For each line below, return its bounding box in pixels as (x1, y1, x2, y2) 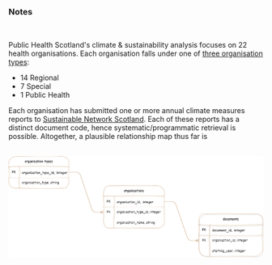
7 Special (19, 82, 52, 91)
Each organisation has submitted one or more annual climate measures (8, 106, 245, 116)
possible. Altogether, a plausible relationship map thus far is (8, 132, 208, 141)
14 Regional (19, 73, 59, 82)
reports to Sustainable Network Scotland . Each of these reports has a (8, 115, 240, 124)
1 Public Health (19, 90, 70, 100)
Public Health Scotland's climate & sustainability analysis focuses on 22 (8, 40, 248, 50)
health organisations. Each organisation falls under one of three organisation (8, 48, 263, 58)
